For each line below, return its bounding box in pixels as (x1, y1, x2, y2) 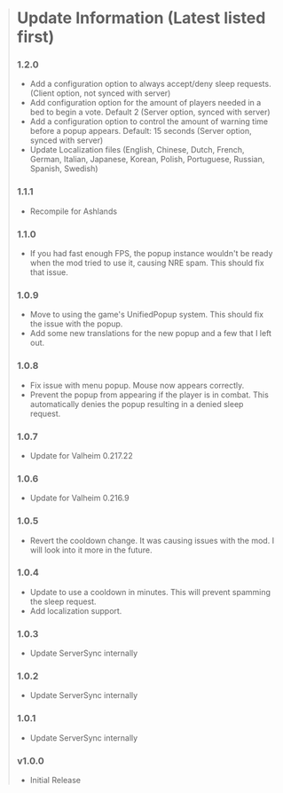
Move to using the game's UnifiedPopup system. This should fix (29, 310, 263, 320)
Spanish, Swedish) (29, 163, 98, 174)
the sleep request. (29, 596, 97, 607)
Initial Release (29, 775, 82, 786)
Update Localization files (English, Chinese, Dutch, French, (29, 145, 245, 155)
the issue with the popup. (29, 318, 123, 329)
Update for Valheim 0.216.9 (29, 492, 130, 504)
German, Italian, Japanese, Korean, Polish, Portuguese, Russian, (29, 154, 265, 165)
